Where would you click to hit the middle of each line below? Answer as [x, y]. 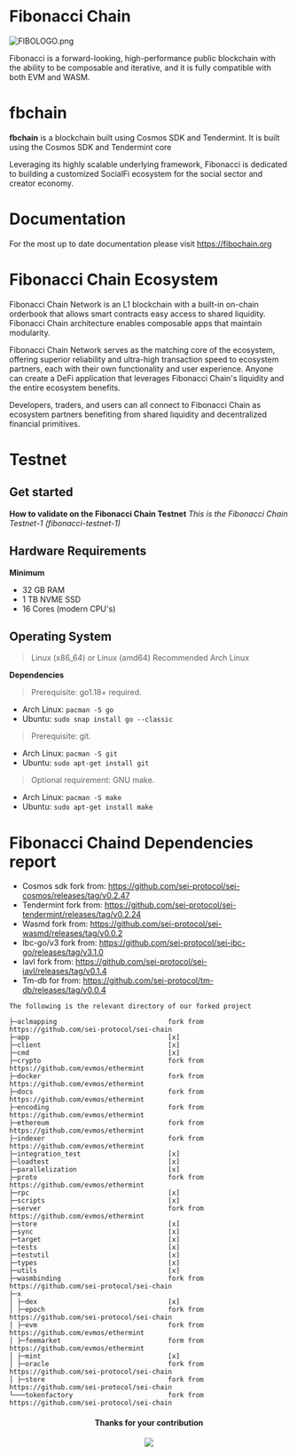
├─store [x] [94, 1224]
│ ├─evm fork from [106, 1325]
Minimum [27, 572]
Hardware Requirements [78, 552]
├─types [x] [94, 1263]
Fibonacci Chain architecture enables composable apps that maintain [136, 323]
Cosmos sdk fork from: [64, 886]
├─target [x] [94, 1240]
